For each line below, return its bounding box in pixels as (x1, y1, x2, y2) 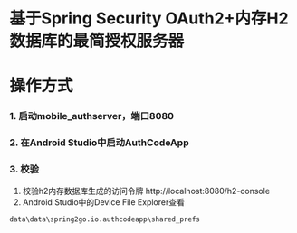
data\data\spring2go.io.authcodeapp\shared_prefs (9, 214, 201, 224)
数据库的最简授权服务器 (9, 31, 185, 51)
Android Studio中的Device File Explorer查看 (22, 196, 186, 208)
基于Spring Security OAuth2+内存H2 (9, 8, 289, 29)
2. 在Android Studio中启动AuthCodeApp (9, 136, 189, 149)
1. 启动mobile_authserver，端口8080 (9, 110, 175, 123)
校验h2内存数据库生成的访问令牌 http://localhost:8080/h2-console (22, 185, 270, 196)
